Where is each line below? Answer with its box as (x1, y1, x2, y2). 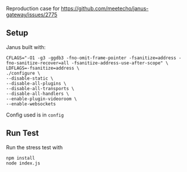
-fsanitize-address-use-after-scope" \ (71, 60, 168, 66)
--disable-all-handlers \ (6, 91, 69, 97)
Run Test (6, 128, 39, 138)
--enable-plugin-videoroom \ (6, 96, 77, 102)
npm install (6, 155, 35, 161)
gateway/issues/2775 (6, 11, 57, 18)
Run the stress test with (6, 143, 63, 151)
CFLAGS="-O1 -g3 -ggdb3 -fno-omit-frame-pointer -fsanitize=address (6, 55, 176, 61)
